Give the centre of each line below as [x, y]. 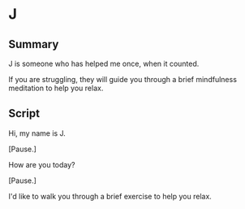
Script [24, 113]
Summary [34, 44]
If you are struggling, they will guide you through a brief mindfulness [123, 79]
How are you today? [42, 164]
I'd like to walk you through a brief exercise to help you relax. [110, 196]
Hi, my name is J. [37, 133]
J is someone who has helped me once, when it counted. [104, 63]
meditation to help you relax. [56, 88]
